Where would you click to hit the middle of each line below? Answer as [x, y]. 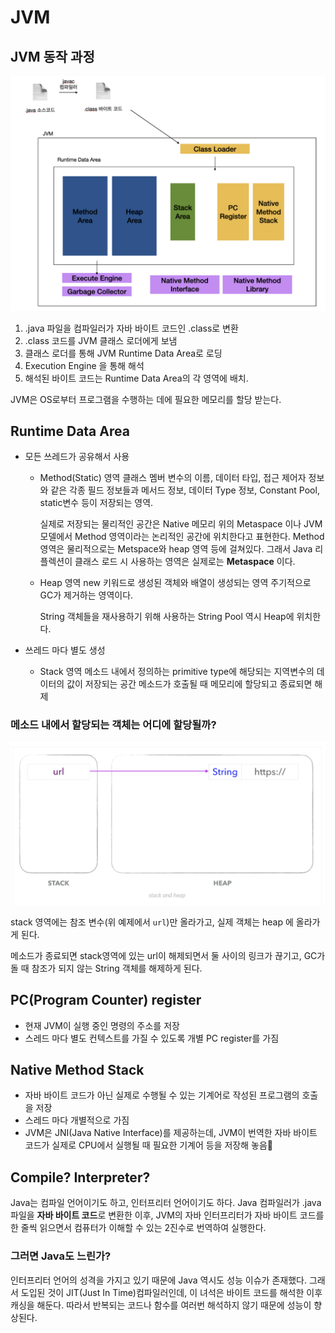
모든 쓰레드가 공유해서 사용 [77, 457]
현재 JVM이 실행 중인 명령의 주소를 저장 [102, 1025]
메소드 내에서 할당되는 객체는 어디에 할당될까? [113, 725]
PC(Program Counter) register [106, 1000]
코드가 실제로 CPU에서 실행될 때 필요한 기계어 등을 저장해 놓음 [149, 1145]
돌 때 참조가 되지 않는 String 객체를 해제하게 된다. [106, 968]
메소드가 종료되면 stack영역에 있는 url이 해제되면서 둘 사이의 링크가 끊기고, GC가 [168, 955]
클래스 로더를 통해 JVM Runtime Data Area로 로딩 [123, 353]
